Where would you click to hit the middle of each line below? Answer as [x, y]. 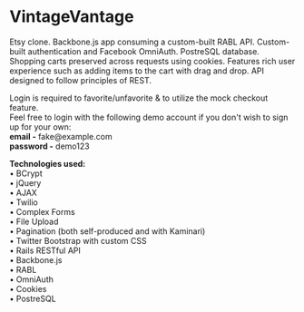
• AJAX [24, 192]
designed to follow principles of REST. [81, 80]
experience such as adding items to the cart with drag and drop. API [137, 71]
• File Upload [34, 221]
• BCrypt [26, 173]
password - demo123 [49, 146]
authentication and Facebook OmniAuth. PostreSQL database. [144, 51]
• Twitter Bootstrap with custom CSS [78, 240]
